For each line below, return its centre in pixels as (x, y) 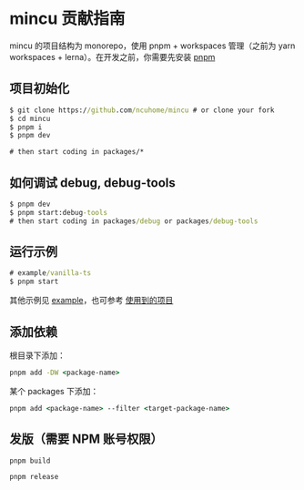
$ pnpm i (26, 127)
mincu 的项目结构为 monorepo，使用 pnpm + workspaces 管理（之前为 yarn (152, 46)
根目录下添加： (37, 355)
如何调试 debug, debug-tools (92, 183)
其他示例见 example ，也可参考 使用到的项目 (91, 301)
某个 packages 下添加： (54, 391)
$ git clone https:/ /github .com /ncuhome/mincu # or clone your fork (142, 110)
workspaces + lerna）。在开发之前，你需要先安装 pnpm (112, 56)
